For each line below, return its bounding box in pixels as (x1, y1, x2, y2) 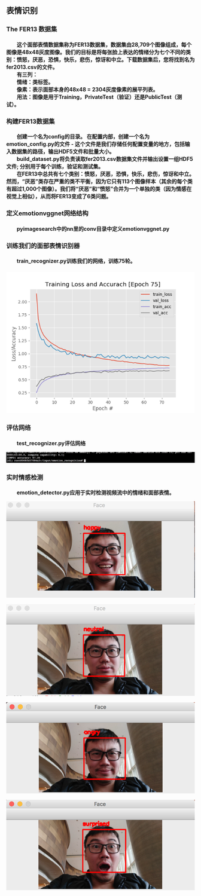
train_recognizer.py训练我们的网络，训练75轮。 (17, 258, 136, 265)
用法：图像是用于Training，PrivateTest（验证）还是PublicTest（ (17, 93, 177, 100)
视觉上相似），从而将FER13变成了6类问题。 (6, 193, 112, 200)
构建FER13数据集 (6, 117, 55, 126)
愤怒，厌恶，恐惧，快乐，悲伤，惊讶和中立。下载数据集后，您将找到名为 (16, 56, 195, 63)
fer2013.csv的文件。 (6, 63, 58, 71)
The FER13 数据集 (6, 25, 57, 33)
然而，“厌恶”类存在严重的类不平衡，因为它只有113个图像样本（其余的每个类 (6, 178, 193, 185)
